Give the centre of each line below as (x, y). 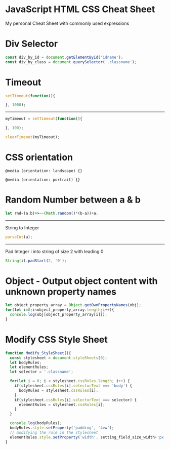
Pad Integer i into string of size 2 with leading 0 (54, 251)
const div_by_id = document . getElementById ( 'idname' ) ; (64, 57)
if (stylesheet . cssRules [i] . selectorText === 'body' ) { (73, 386)
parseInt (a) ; (19, 237)
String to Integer (22, 228)
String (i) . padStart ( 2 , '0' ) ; (36, 261)
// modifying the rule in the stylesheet (54, 432)
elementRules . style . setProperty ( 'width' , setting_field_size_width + (83, 437)
